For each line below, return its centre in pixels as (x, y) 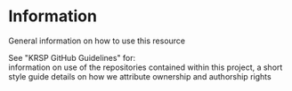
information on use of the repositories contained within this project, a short (146, 67)
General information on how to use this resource (97, 41)
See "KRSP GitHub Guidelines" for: (72, 57)
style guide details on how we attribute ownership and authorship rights (140, 76)
